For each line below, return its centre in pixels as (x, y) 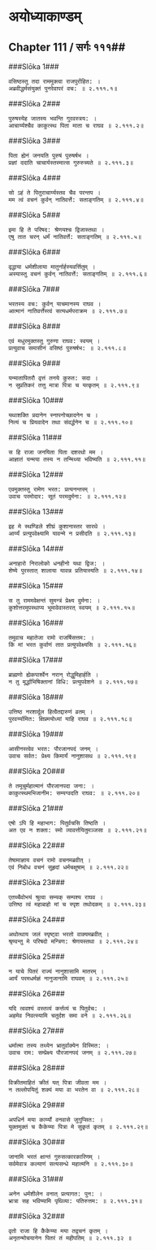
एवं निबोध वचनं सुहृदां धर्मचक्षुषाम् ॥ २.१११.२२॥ (68, 867)
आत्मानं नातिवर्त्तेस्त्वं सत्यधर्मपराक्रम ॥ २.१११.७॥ (68, 311)
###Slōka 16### (36, 623)
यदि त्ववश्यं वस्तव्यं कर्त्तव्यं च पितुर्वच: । (57, 1009)
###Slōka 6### (35, 252)
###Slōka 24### (37, 919)
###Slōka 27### (37, 1031)
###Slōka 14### (36, 549)
